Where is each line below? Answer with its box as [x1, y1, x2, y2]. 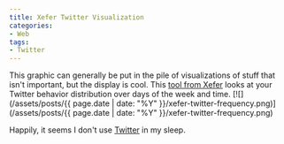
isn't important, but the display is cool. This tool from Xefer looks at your [9, 80, 272, 90]
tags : [9, 37, 29, 47]
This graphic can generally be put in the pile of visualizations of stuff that [9, 70, 276, 80]
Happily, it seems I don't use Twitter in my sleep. [9, 125, 186, 135]
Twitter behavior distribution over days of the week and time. [9, 89, 232, 100]
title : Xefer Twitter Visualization [9, 12, 144, 22]
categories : [9, 21, 53, 30]
